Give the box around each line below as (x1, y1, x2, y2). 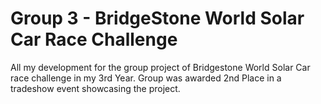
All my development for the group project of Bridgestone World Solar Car (10, 61, 311, 73)
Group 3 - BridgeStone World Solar (10, 7, 305, 30)
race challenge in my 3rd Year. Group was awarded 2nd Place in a (10, 72, 282, 84)
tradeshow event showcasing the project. (10, 82, 181, 94)
